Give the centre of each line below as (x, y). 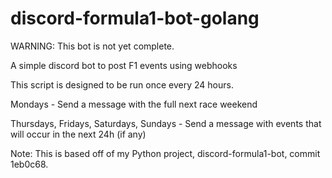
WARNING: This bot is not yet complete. (92, 46)
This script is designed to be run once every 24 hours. (122, 84)
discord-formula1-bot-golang (135, 18)
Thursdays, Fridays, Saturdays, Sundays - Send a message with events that (166, 123)
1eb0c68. (29, 164)
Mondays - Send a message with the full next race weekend (134, 104)
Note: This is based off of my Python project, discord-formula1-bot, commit (165, 153)
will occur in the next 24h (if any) (78, 134)
